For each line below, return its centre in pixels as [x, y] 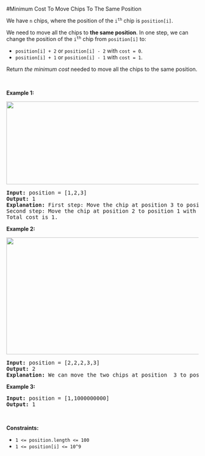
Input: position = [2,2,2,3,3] [53, 363]
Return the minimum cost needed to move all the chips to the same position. [102, 69]
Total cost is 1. [32, 217]
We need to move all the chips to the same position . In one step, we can [98, 32]
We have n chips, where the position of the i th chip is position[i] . [90, 20]
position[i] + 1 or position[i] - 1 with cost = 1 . [79, 57]
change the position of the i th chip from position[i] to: [76, 39]
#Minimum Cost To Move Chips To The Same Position [74, 9]
